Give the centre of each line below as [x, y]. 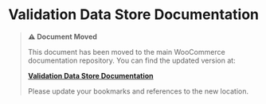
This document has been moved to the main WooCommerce [126, 52]
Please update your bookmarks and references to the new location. [138, 91]
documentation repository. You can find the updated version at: [132, 60]
